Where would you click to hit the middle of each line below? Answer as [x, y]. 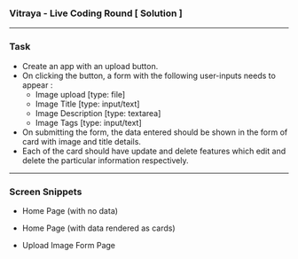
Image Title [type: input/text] [87, 104]
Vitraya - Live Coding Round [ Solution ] [96, 13]
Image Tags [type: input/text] [88, 122]
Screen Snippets [46, 192]
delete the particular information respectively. [105, 160]
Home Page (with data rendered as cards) [98, 228]
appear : [37, 85]
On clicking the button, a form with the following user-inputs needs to [149, 75]
